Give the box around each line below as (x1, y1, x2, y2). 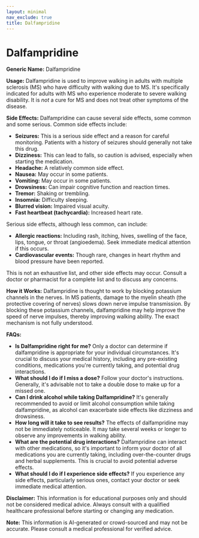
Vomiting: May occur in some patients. (14, 177, 112, 184)
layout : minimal (6, 8, 47, 15)
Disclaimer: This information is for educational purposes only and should (6, 495, 187, 502)
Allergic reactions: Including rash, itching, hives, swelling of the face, (14, 232, 188, 240)
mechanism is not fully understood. (6, 319, 94, 327)
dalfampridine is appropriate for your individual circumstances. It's (14, 349, 179, 356)
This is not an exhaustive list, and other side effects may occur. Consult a (6, 270, 187, 277)
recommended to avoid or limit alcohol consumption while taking (14, 400, 175, 407)
